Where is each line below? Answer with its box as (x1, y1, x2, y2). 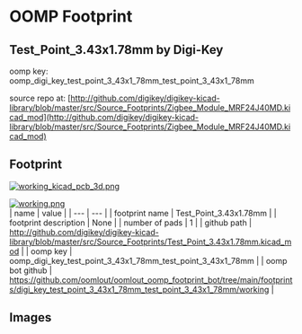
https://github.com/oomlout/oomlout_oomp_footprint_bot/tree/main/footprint (9, 274, 293, 285)
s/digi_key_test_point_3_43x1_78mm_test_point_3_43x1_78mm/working (9, 284, 270, 294)
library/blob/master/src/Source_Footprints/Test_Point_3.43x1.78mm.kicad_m (9, 236, 292, 247)
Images (9, 310, 52, 325)
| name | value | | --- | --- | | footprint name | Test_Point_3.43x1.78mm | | (9, 207, 277, 218)
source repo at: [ (9, 92, 71, 103)
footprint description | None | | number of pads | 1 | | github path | (9, 217, 253, 228)
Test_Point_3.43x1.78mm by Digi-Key (9, 42, 224, 57)
